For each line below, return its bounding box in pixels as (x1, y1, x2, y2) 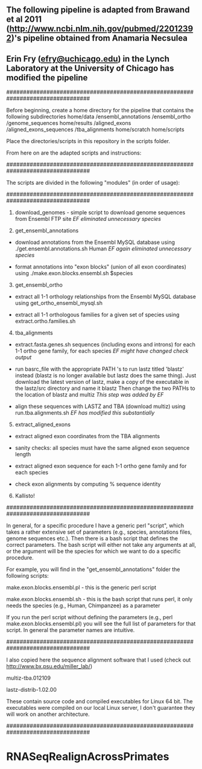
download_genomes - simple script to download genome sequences (14, 209, 186, 216)
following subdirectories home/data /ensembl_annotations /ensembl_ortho (6, 113, 191, 120)
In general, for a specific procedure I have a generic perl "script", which (6, 522, 185, 529)
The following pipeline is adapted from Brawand (6, 5, 190, 15)
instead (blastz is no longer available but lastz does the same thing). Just (14, 372, 197, 379)
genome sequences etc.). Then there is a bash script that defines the (6, 535, 178, 542)
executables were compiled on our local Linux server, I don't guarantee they (6, 704, 195, 712)
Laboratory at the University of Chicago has (6, 63, 174, 73)
